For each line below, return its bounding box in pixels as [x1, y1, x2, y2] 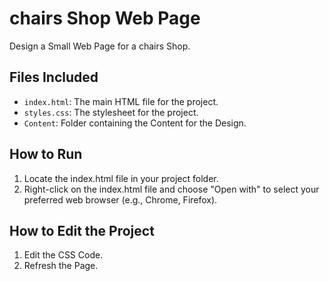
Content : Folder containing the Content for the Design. [23, 117, 247, 129]
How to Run [9, 146, 83, 163]
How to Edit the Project [9, 222, 155, 239]
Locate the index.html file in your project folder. [23, 172, 219, 184]
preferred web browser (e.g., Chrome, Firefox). [23, 193, 218, 206]
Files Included [9, 69, 99, 86]
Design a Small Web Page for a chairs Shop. [9, 40, 191, 52]
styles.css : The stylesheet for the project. [23, 106, 199, 118]
